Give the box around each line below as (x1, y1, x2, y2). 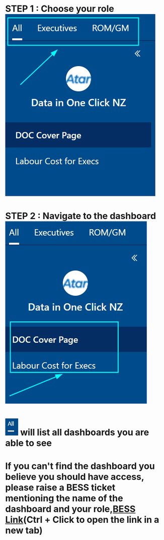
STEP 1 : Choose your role (5, 3, 114, 15)
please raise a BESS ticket (5, 481, 116, 493)
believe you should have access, (5, 471, 144, 482)
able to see (5, 437, 52, 449)
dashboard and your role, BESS (5, 503, 136, 515)
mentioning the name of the (5, 493, 123, 504)
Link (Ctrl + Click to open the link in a (5, 514, 159, 525)
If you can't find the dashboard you (5, 460, 155, 472)
